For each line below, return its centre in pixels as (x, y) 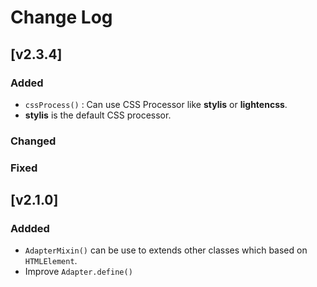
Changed (33, 141)
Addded (30, 229)
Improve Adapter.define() (78, 272)
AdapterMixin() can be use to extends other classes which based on (166, 250)
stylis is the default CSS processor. (98, 115)
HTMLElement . (51, 261)
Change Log (61, 17)
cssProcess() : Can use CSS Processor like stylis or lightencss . (156, 104)
